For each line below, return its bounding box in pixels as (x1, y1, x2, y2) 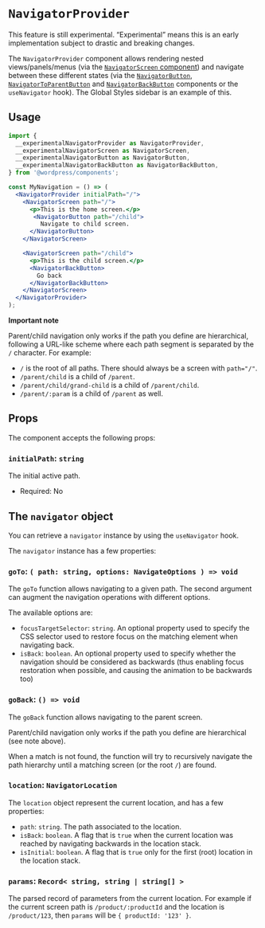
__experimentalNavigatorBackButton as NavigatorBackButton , (15, 162, 219, 170)
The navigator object (8, 509, 114, 523)
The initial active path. (8, 471, 81, 480)
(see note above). (8, 736, 66, 746)
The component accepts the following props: (8, 433, 156, 442)
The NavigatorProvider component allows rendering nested (8, 53, 205, 63)
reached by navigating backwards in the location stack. (19, 839, 201, 848)
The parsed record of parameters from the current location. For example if (8, 894, 252, 903)
